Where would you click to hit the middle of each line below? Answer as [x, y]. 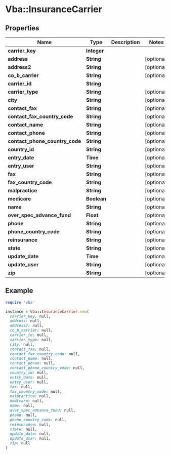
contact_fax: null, [30, 349]
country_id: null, [29, 373]
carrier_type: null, [31, 340]
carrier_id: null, [29, 335]
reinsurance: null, [30, 424]
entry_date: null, [29, 377]
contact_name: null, [31, 359]
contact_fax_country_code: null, [45, 354]
